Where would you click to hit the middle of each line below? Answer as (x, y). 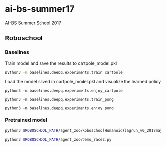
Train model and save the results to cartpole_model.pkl (61, 63)
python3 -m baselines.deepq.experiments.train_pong (59, 99)
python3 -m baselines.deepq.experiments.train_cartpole (64, 72)
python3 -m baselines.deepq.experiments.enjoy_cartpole (64, 91)
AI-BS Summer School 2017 (33, 23)
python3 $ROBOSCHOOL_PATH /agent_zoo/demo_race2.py (58, 139)
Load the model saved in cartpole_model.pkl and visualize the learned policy (83, 81)
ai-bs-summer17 (40, 9)
